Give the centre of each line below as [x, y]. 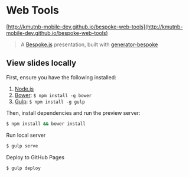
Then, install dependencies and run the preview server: [73, 112]
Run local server [26, 135]
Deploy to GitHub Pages [35, 157]
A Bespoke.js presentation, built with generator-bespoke [89, 44]
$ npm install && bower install [46, 124]
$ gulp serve [22, 146]
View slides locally [41, 63]
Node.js [24, 89]
